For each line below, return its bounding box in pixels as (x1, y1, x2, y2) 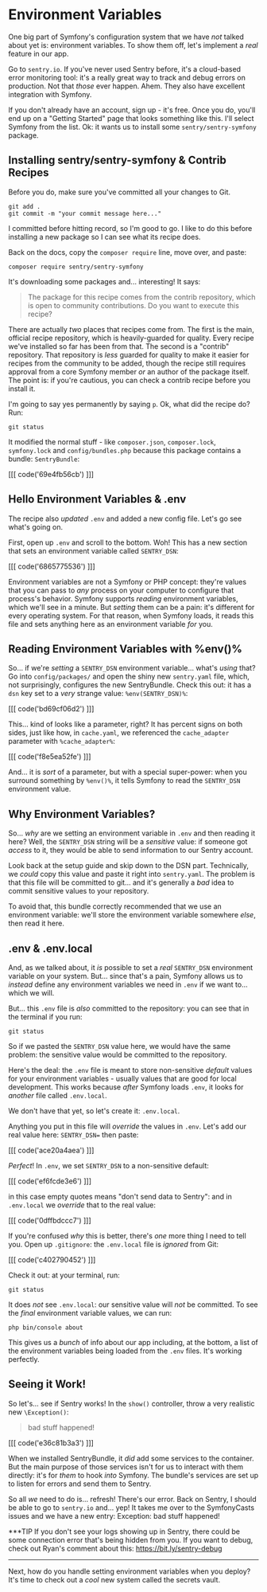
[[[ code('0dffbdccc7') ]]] (8, 1216, 91, 1225)
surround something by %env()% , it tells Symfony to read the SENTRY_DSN (8, 776, 241, 785)
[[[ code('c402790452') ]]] (8, 1255, 96, 1264)
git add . (8, 202, 41, 210)
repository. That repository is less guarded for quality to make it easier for (8, 350, 250, 359)
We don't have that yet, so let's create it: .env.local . (8, 1106, 180, 1116)
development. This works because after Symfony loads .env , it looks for (8, 1082, 244, 1092)
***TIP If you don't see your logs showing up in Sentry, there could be (8, 1527, 241, 1536)
